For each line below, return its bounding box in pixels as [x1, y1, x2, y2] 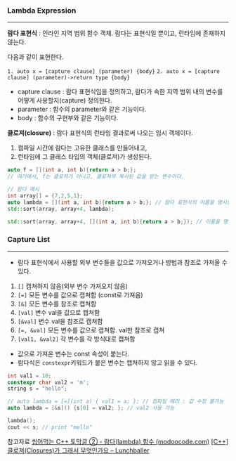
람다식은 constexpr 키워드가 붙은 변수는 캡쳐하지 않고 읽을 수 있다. [17, 358, 198, 367]
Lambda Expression [7, 6, 77, 15]
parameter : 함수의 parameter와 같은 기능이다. [17, 105, 147, 114]
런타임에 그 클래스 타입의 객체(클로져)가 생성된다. [17, 152, 152, 161]
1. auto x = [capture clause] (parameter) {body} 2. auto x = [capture [7, 68, 220, 75]
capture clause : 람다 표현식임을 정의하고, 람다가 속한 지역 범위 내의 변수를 [17, 87, 223, 96]
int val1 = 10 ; [7, 372, 52, 379]
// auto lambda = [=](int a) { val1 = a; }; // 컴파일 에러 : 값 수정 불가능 [7, 398, 224, 405]
